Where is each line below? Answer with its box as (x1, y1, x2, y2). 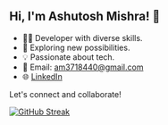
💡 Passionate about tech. (21, 51, 115, 62)
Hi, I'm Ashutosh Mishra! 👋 (9, 9, 161, 24)
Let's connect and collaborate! (9, 88, 122, 99)
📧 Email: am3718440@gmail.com (21, 62, 144, 72)
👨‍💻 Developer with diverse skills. (21, 32, 143, 43)
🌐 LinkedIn (21, 71, 63, 81)
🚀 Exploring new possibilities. (21, 42, 130, 53)
